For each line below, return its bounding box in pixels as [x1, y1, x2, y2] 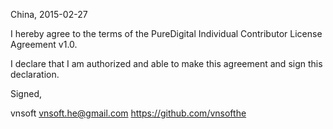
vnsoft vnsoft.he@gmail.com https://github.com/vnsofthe [10, 107, 247, 119]
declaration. [10, 69, 60, 80]
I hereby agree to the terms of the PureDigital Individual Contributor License [10, 28, 323, 39]
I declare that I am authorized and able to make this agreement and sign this [10, 58, 323, 69]
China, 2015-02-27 [10, 9, 88, 20]
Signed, [10, 88, 42, 99]
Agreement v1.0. [10, 39, 78, 50]
